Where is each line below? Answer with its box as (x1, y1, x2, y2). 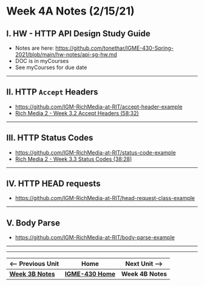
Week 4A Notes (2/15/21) (6, 4, 135, 18)
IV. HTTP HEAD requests (6, 179, 101, 189)
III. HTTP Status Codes (6, 133, 93, 143)
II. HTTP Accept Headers (6, 87, 98, 98)
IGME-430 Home (64, 270, 116, 278)
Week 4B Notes (121, 270, 167, 278)
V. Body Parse (6, 218, 61, 228)
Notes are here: (15, 44, 55, 52)
